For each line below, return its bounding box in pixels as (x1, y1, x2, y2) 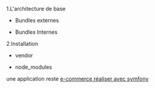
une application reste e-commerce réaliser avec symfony (6, 75, 149, 82)
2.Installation (6, 40, 38, 47)
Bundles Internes (15, 28, 58, 36)
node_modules (15, 63, 53, 71)
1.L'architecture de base (6, 5, 66, 12)
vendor (15, 52, 33, 59)
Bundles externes (15, 17, 59, 24)
